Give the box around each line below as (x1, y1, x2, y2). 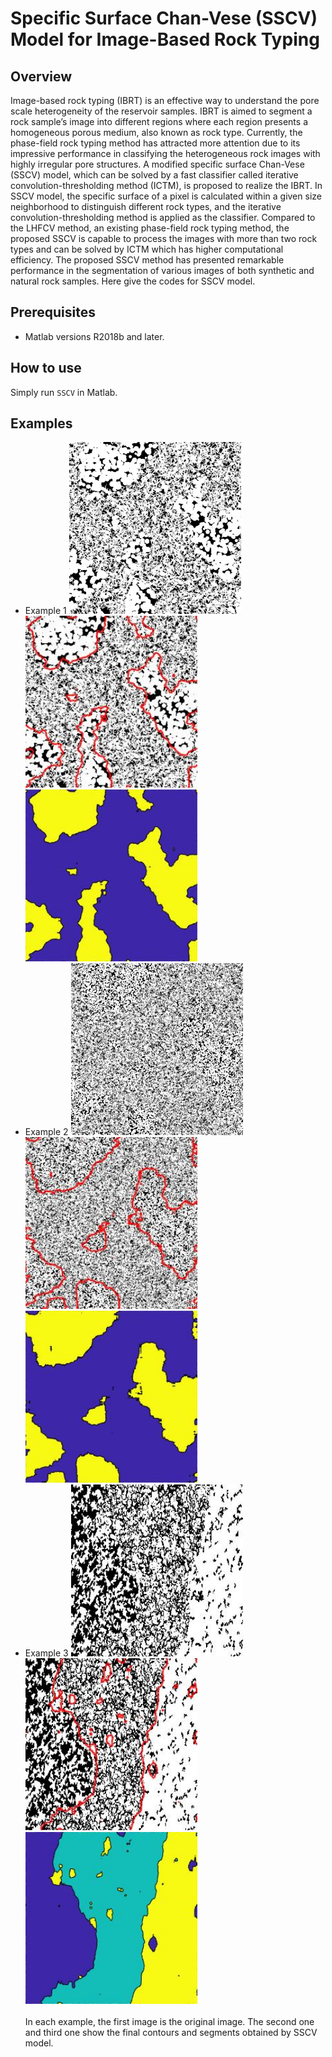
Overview (10, 68, 73, 85)
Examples (10, 415, 73, 432)
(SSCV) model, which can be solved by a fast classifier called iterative (10, 169, 299, 181)
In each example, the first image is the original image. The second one (24, 2016, 315, 2028)
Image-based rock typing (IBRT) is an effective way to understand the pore (10, 95, 320, 106)
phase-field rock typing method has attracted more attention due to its (10, 137, 301, 149)
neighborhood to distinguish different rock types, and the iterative (10, 201, 282, 212)
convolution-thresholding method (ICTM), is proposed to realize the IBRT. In (10, 180, 323, 191)
